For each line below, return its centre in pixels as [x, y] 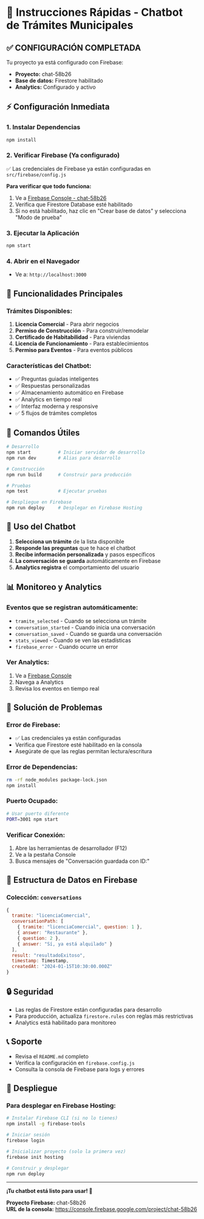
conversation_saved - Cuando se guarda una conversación [88, 634]
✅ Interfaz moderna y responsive [56, 406]
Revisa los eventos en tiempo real [57, 688]
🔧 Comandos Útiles [43, 433]
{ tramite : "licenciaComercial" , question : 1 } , [80, 927]
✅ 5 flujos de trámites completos [56, 413]
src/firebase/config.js [36, 175]
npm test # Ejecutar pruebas [57, 491]
